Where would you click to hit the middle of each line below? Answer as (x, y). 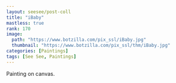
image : (14, 34)
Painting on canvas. (31, 73)
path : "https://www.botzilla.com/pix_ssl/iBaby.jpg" (79, 40)
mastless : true (25, 23)
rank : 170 (19, 29)
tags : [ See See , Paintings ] (41, 57)
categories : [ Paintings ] (37, 51)
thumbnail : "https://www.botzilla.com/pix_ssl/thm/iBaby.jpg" (91, 46)
